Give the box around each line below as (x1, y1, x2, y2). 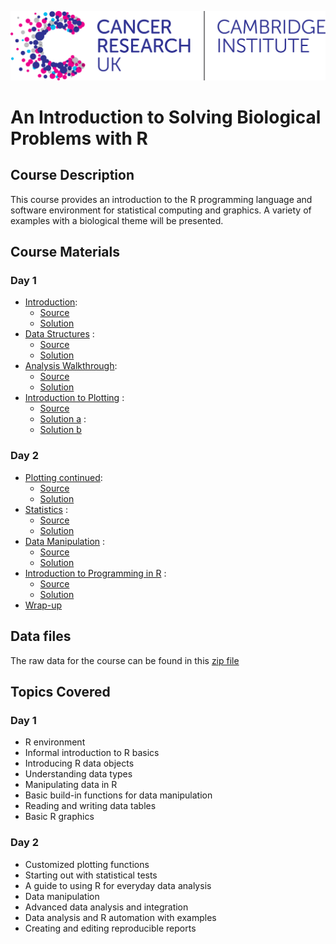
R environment (24, 736, 86, 748)
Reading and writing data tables (24, 800, 157, 812)
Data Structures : (24, 328, 95, 340)
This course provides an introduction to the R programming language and (10, 193, 313, 205)
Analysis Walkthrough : (24, 360, 118, 372)
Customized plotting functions (24, 858, 150, 870)
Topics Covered (10, 683, 111, 700)
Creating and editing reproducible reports (24, 922, 197, 934)
